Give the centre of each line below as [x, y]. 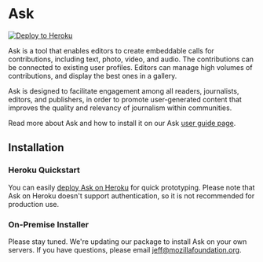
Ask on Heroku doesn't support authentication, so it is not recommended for [131, 196]
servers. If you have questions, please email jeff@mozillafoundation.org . [125, 249]
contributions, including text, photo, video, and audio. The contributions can [131, 59]
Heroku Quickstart [44, 170]
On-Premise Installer [48, 224]
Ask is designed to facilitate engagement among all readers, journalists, [124, 90]
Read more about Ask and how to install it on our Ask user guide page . [122, 123]
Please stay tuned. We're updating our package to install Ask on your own [128, 242]
